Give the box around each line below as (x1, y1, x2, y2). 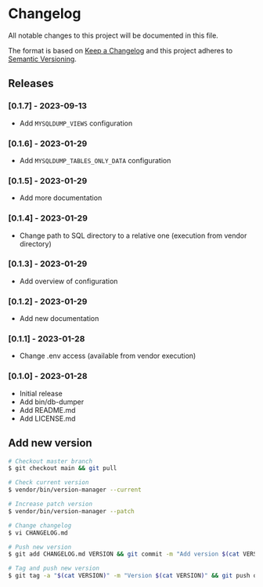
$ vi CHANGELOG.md (8, 529, 68, 537)
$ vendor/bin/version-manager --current (8, 486, 142, 494)
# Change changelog (8, 521, 72, 530)
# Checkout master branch (8, 457, 92, 465)
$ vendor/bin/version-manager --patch (8, 507, 135, 515)
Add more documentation (19, 193, 103, 202)
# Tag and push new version (8, 564, 100, 573)
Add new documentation (19, 314, 99, 323)
